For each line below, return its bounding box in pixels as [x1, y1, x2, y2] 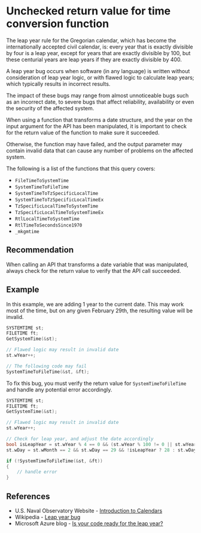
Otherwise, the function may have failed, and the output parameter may [6, 140, 182, 147]
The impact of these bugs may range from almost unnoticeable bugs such [6, 92, 189, 99]
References [6, 491, 50, 501]
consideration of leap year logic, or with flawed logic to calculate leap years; [6, 74, 194, 81]
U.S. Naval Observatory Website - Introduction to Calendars [14, 507, 163, 514]
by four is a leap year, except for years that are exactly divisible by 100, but [6, 49, 191, 56]
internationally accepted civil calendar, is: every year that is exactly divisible [6, 43, 193, 50]
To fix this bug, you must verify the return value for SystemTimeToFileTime [6, 380, 187, 387]
